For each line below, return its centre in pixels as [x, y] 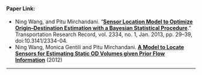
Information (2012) [38, 60]
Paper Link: [21, 8]
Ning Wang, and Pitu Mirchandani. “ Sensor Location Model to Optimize [104, 22]
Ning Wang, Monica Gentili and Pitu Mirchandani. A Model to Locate [99, 47]
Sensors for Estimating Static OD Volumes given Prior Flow [90, 53]
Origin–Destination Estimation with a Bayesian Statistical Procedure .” [103, 28]
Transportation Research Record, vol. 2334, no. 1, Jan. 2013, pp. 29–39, [103, 34]
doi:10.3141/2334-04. [41, 41]
